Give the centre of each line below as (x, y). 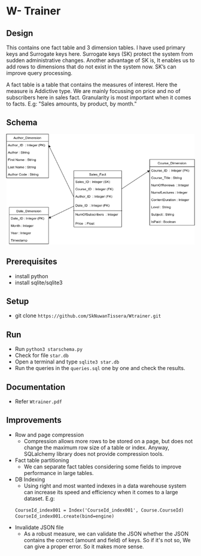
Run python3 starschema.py (48, 349)
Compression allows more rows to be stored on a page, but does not (108, 441)
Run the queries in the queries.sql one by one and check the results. (100, 368)
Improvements (34, 420)
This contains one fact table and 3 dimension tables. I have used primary (96, 47)
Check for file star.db (42, 356)
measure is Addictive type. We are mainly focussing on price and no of (93, 91)
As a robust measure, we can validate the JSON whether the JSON (106, 534)
